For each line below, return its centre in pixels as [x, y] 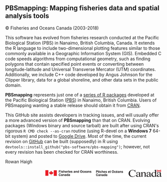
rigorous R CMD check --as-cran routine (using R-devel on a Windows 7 [78, 131]
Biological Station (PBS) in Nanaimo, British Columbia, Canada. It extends [80, 43]
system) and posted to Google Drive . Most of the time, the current [79, 136]
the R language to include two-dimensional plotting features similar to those [83, 48]
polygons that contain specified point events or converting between [75, 64]
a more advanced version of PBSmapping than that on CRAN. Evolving [78, 120]
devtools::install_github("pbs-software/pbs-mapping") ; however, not [78, 147]
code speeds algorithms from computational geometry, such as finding [78, 59]
